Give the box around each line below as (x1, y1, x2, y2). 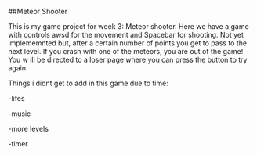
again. (8, 63, 29, 73)
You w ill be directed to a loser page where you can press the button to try (8, 55, 248, 64)
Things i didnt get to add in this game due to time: (8, 78, 168, 88)
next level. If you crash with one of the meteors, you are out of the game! (8, 47, 244, 56)
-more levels (8, 124, 49, 133)
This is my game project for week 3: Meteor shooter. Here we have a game (8, 22, 249, 31)
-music (8, 109, 31, 118)
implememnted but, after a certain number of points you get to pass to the (8, 38, 248, 48)
